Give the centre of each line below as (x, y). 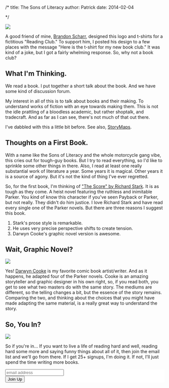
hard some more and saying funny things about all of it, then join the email (82, 352)
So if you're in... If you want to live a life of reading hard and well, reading (81, 346)
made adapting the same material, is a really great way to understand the (81, 303)
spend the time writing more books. (42, 362)
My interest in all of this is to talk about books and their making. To (74, 101)
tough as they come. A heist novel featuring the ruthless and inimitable (79, 191)
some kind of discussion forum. (38, 91)
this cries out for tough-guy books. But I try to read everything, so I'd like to (84, 160)
